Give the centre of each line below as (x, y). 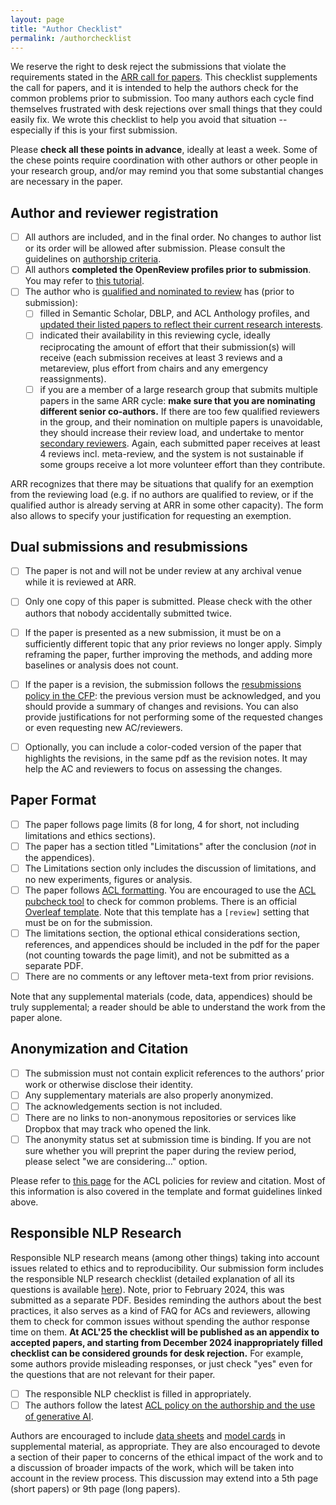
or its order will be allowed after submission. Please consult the (155, 248)
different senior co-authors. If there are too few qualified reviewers (179, 411)
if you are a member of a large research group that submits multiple (178, 389)
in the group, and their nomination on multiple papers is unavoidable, (181, 422)
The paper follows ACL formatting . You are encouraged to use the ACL (170, 890)
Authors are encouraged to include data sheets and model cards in (148, 1435)
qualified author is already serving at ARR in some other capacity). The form (167, 505)
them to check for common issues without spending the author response (160, 1321)
